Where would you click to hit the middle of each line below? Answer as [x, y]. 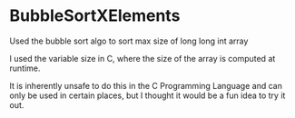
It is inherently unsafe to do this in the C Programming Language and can [146, 85]
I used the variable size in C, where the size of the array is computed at [143, 58]
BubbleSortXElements [95, 16]
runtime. [25, 68]
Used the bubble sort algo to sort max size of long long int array [129, 41]
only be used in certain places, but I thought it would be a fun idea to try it [147, 95]
